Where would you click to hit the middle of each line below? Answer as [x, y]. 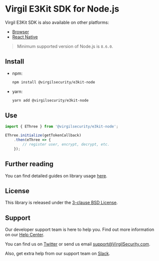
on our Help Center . [25, 235]
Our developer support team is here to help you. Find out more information [80, 229]
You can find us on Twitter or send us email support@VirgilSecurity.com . [78, 244]
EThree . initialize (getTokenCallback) [43, 135]
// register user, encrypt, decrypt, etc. [66, 144]
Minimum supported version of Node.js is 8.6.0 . [65, 46]
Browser [20, 32]
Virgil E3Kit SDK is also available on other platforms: [57, 22]
